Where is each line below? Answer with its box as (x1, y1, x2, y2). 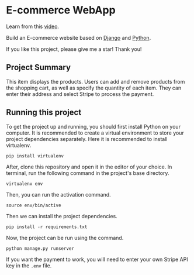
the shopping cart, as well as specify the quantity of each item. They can (6, 84, 182, 91)
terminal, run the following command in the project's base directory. (6, 169, 169, 176)
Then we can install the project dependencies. (6, 212, 118, 219)
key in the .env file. (6, 262, 52, 269)
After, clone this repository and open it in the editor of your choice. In (6, 163, 172, 170)
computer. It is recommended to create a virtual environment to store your (6, 129, 184, 136)
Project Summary (6, 63, 71, 73)
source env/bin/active (6, 202, 61, 208)
